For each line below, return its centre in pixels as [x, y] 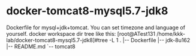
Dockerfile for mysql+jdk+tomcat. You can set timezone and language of [96, 27]
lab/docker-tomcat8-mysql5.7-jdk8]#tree [57, 40]
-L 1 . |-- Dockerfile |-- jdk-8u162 [150, 40]
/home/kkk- [171, 33]
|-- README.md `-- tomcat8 [41, 46]
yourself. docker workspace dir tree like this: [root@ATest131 [81, 33]
